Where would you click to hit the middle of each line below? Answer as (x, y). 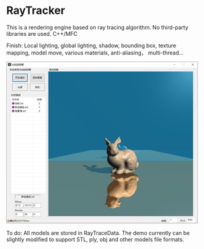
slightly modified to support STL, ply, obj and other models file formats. (95, 239)
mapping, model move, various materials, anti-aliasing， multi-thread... (95, 53)
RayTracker (36, 11)
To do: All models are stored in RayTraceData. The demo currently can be (98, 233)
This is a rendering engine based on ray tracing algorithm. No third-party (97, 27)
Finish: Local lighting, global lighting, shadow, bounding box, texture (91, 45)
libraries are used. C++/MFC (42, 33)
